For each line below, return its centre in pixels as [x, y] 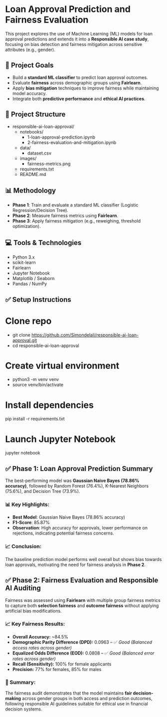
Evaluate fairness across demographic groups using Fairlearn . [77, 82]
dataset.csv [39, 153]
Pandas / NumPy [30, 284]
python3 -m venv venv [36, 379]
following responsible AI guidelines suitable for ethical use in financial [77, 704]
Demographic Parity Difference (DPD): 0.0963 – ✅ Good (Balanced [82, 642]
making [13, 698]
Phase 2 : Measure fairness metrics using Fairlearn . [65, 215]
